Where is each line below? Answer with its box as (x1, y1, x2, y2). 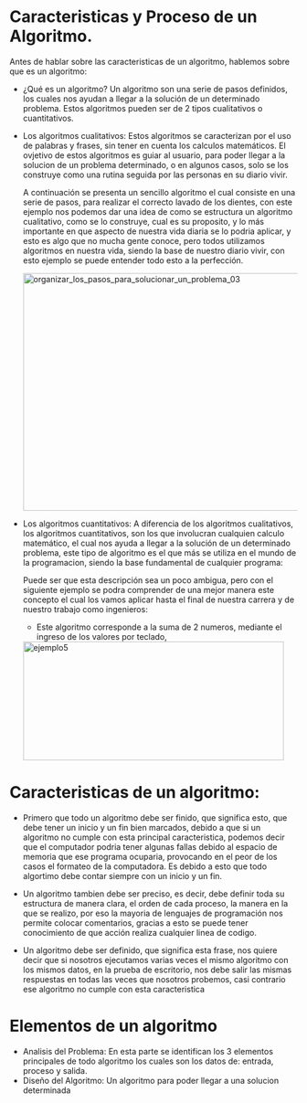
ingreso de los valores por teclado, (36, 631, 167, 642)
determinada (22, 1085, 71, 1096)
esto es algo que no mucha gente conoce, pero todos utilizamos (22, 235, 265, 246)
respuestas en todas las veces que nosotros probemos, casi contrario (22, 973, 286, 984)
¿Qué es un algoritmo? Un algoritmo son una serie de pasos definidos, (22, 83, 288, 94)
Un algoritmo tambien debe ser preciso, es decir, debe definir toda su (22, 888, 285, 899)
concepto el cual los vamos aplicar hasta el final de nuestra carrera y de (22, 594, 295, 605)
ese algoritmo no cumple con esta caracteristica (22, 983, 206, 994)
